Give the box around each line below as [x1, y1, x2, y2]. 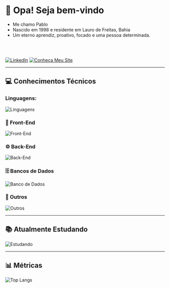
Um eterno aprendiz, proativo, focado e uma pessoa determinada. [12, 32, 151, 38]
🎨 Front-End [5, 119, 35, 126]
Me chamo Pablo [12, 21, 48, 27]
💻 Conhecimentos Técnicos [5, 77, 96, 86]
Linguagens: [5, 95, 37, 102]
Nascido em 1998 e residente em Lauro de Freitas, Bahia [12, 26, 131, 32]
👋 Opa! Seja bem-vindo [5, 5, 104, 16]
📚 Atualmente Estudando [5, 225, 88, 234]
